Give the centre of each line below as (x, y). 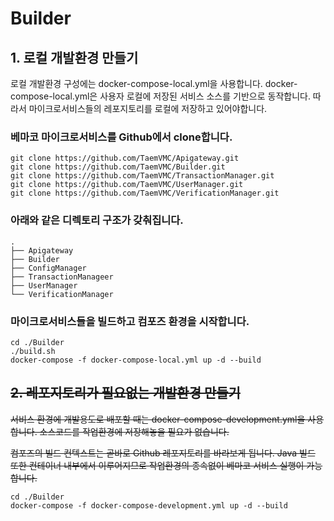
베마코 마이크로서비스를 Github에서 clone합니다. (121, 137)
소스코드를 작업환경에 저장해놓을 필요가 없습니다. (134, 431)
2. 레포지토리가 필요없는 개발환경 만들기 (125, 393)
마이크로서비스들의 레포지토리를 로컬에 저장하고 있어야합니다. (148, 108)
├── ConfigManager (48, 268)
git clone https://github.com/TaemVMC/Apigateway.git (125, 158)
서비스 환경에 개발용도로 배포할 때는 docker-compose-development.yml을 (158, 419)
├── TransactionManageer (62, 277)
